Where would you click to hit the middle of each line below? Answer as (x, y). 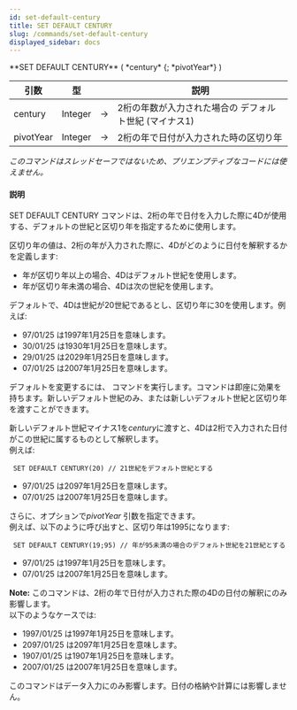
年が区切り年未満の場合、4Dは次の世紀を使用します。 (120, 286)
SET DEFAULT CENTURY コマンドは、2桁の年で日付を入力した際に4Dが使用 (148, 216)
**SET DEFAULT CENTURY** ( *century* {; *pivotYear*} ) (116, 67)
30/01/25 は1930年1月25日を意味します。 (97, 346)
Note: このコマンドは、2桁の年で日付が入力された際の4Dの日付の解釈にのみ (148, 593)
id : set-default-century (55, 17)
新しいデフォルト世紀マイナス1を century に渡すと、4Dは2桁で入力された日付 (148, 428)
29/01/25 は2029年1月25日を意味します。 (98, 357)
